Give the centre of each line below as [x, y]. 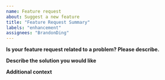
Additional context [29, 72]
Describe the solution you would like [51, 61]
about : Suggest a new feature [43, 17]
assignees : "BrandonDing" [37, 33]
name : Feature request [34, 11]
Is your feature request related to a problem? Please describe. [83, 49]
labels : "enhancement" [34, 28]
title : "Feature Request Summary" [48, 22]
